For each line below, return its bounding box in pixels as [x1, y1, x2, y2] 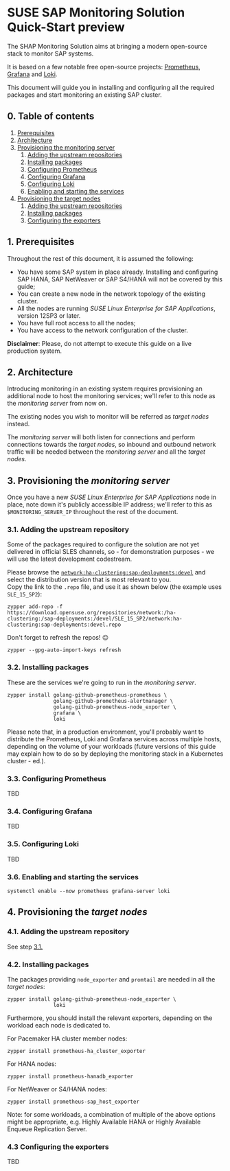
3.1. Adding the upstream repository [7, 525, 129, 535]
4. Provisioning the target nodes [7, 906, 148, 918]
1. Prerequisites [7, 236, 75, 248]
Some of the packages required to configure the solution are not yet [7, 540, 200, 548]
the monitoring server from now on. [7, 399, 108, 408]
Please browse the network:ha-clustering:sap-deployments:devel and [7, 568, 206, 577]
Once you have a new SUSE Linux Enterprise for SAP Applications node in [7, 493, 217, 502]
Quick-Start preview [7, 19, 125, 35]
